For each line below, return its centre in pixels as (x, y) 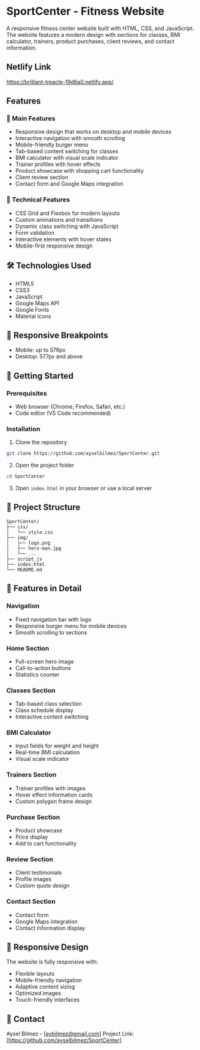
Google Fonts (32, 309)
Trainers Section (31, 775)
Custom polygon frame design (53, 801)
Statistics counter (37, 674)
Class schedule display (44, 710)
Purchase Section (33, 817)
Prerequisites (27, 393)
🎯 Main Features (31, 119)
